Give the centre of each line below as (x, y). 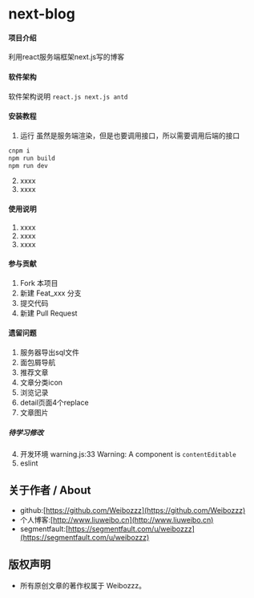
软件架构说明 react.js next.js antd (68, 96)
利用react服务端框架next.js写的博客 (67, 57)
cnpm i (19, 151)
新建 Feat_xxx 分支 (50, 293)
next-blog (42, 14)
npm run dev (28, 165)
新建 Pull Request (48, 313)
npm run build (32, 158)
